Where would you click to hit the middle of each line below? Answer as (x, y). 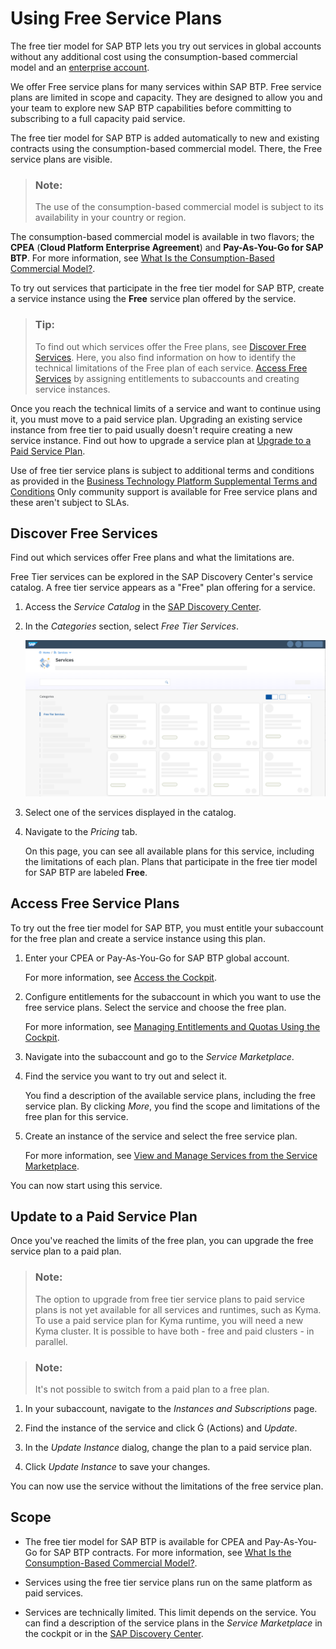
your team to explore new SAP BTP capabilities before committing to (151, 108)
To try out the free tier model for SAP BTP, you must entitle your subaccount (167, 928)
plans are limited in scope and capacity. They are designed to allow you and (166, 97)
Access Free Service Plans (95, 903)
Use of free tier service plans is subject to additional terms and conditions (162, 470)
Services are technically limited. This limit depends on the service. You (170, 1612)
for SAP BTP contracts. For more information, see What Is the (165, 1552)
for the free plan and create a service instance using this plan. (138, 938)
